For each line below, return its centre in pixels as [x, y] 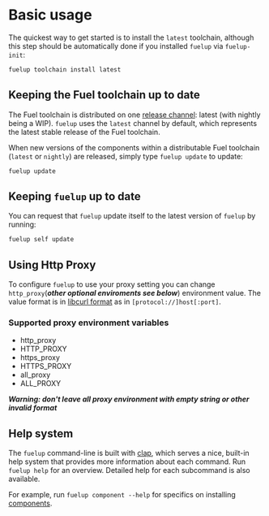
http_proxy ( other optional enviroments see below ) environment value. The [135, 293]
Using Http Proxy [52, 265]
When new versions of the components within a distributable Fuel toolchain [134, 147]
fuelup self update [41, 240]
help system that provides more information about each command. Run [127, 462]
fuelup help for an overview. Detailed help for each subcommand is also [129, 470]
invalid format [33, 408]
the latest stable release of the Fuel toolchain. [84, 132]
